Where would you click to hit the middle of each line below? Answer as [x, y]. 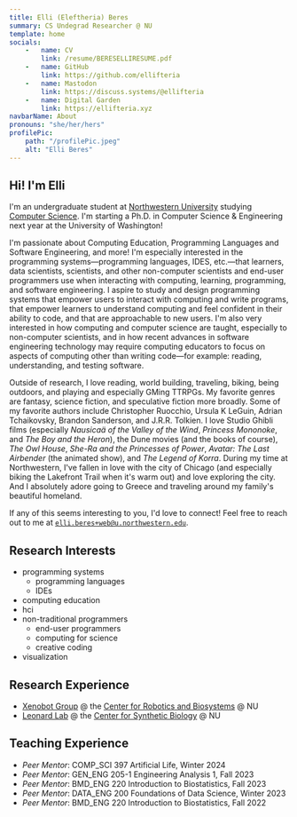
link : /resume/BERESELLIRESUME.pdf [107, 59]
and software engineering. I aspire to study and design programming [134, 290]
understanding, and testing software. [77, 366]
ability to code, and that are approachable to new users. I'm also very [136, 318]
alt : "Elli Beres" [59, 149]
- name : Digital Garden [73, 100]
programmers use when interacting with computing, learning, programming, [148, 281]
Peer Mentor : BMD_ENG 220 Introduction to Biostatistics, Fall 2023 [144, 783]
